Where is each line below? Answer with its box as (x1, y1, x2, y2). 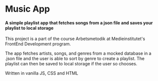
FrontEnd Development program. (5, 41, 71, 47)
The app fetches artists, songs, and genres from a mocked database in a (5, 50, 152, 57)
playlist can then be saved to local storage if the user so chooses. (5, 61, 137, 67)
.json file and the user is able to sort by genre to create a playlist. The (5, 56, 145, 61)
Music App (5, 3, 50, 15)
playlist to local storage (5, 25, 54, 31)
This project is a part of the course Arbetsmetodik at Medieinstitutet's (5, 36, 145, 42)
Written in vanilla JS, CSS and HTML (5, 70, 78, 76)
